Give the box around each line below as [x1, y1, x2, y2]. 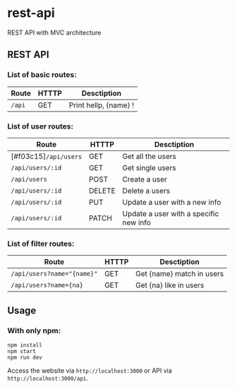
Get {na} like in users [135, 280, 205, 290]
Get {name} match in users [135, 269, 224, 279]
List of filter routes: [7, 239, 75, 249]
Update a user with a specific [122, 208, 219, 218]
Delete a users [122, 186, 171, 196]
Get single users [122, 162, 176, 172]
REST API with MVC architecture [7, 28, 102, 37]
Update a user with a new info [122, 197, 221, 207]
